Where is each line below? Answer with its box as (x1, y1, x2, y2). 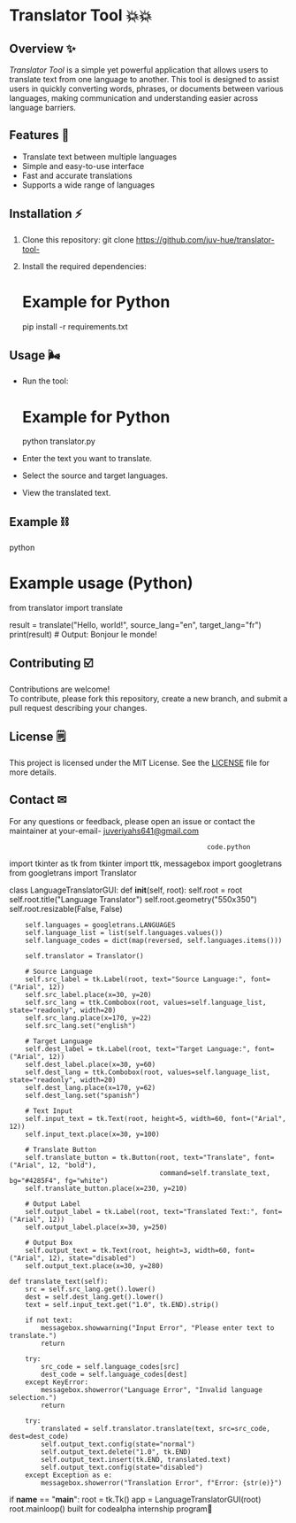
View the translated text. (21, 488, 111, 499)
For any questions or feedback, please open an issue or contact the (9, 816, 255, 826)
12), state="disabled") (48, 1254, 137, 1263)
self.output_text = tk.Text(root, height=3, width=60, (25, 1246, 231, 1255)
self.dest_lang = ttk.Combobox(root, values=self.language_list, (25, 1068, 271, 1077)
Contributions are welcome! (9, 684, 110, 694)
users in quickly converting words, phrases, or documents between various (9, 83, 285, 94)
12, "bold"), (48, 1161, 97, 1170)
